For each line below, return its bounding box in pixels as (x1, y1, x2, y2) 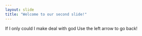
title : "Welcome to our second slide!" (5, 12, 87, 17)
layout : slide (5, 7, 35, 12)
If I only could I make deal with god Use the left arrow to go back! (5, 25, 138, 31)
